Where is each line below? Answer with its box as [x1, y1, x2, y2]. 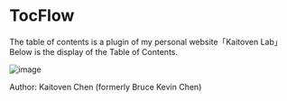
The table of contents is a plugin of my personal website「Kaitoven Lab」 [9, 36, 282, 47]
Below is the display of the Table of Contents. [9, 46, 179, 57]
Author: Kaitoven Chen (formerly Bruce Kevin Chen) [9, 81, 202, 92]
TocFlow [9, 5, 75, 26]
